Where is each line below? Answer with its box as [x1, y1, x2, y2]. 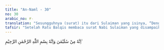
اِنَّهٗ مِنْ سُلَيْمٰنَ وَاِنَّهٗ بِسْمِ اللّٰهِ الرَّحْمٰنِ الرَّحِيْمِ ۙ [5, 38, 83, 44]
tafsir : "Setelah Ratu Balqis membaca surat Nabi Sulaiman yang [5, 25, 139, 30]
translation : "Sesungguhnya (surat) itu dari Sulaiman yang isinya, [5, 20, 147, 26]
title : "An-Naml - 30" [5, 7, 51, 12]
